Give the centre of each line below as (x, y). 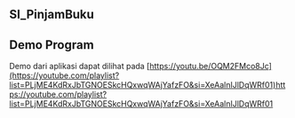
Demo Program (52, 45)
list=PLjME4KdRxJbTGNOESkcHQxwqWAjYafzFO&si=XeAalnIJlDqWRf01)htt (147, 85)
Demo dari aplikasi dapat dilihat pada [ (80, 67)
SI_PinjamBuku (52, 15)
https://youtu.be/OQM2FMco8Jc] (211, 67)
